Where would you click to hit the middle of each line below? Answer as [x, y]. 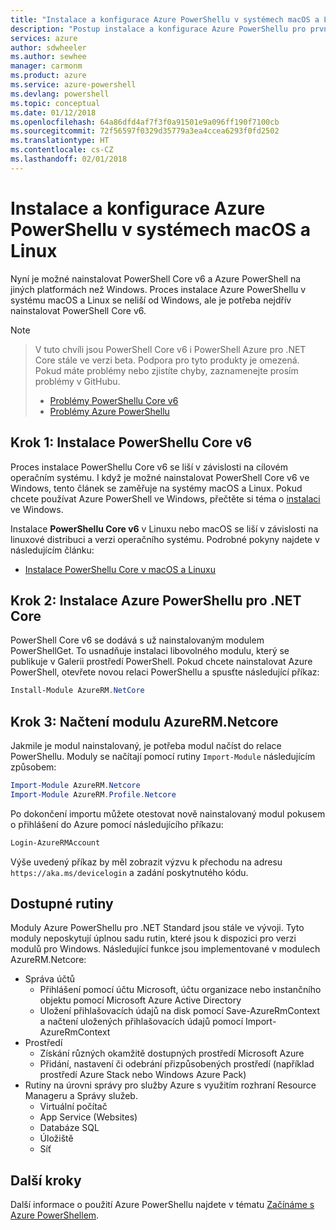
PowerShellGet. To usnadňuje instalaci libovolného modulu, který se [150, 651]
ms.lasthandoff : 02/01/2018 [69, 159]
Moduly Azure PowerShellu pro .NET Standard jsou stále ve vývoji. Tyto [157, 928]
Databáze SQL [69, 1128]
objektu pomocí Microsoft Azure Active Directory [140, 1000]
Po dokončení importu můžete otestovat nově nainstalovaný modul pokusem [168, 813]
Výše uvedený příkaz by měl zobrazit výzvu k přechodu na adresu [146, 862]
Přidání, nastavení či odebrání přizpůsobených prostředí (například [177, 1064]
